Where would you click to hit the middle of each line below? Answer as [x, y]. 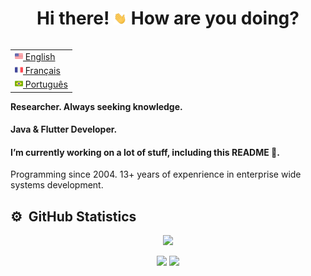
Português [46, 84]
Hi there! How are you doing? [168, 18]
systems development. [57, 185]
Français [42, 70]
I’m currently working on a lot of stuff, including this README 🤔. [145, 152]
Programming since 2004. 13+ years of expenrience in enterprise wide [156, 174]
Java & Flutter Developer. [64, 129]
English [40, 56]
